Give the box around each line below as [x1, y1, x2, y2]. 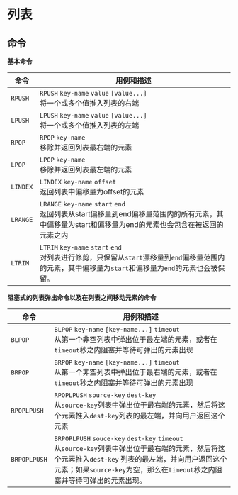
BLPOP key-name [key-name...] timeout [54, 326, 180, 333]
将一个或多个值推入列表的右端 [40, 99, 140, 108]
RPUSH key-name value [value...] [40, 89, 147, 97]
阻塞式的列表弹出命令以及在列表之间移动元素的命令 [7, 294, 157, 301]
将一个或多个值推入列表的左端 [40, 121, 140, 130]
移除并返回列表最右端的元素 [40, 143, 132, 152]
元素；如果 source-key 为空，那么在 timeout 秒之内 [54, 465, 216, 474]
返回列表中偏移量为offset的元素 [40, 187, 144, 196]
